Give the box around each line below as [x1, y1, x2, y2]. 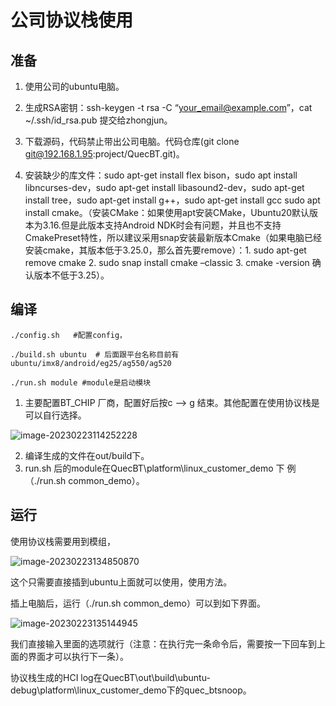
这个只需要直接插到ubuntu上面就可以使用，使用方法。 [10, 576, 233, 588]
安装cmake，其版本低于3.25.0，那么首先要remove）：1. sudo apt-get [24, 244, 307, 256]
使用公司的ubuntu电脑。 [24, 81, 125, 92]
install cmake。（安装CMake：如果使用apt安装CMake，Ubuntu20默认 [24, 207, 310, 218]
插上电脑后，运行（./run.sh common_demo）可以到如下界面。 [10, 597, 266, 609]
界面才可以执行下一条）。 [27, 650, 129, 662]
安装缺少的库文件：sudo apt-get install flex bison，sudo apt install [24, 169, 298, 181]
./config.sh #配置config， [10, 330, 128, 340]
